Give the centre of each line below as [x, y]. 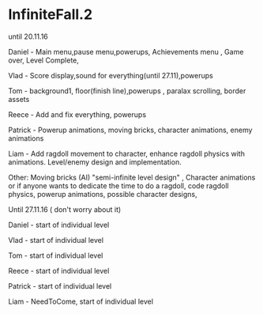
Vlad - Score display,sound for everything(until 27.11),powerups [111, 75]
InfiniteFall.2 [51, 15]
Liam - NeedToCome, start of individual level [81, 301]
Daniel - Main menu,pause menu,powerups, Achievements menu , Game [126, 51]
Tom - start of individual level [56, 255]
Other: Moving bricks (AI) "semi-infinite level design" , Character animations [132, 177]
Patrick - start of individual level [60, 286]
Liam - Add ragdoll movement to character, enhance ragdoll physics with [126, 153]
